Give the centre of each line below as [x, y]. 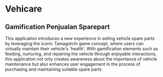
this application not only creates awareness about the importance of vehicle [81, 59]
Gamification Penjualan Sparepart [58, 27]
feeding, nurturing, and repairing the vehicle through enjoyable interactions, [81, 54]
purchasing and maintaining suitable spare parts [54, 69]
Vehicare [24, 9]
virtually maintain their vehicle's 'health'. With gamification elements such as [81, 49]
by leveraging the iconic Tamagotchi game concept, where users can [74, 44]
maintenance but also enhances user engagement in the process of [73, 64]
